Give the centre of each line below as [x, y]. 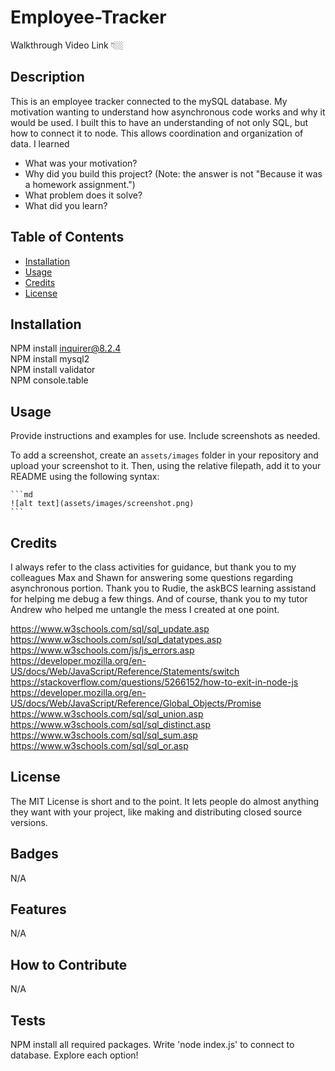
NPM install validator [53, 370]
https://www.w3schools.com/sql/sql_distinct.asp [111, 724]
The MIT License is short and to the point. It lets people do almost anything [165, 801]
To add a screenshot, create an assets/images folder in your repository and [164, 455]
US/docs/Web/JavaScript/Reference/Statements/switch [125, 671]
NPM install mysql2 [50, 359]
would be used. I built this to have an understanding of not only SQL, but [159, 122]
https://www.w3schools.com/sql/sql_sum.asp [104, 735]
